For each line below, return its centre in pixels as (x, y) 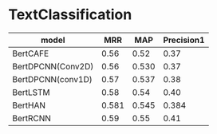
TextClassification (70, 15)
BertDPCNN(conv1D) (53, 79)
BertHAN (29, 105)
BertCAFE (31, 53)
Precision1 (184, 40)
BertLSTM (31, 92)
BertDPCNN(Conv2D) (53, 66)
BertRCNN (32, 118)
